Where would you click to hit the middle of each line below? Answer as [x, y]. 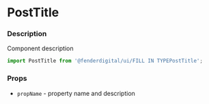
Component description [40, 48]
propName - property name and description [76, 93]
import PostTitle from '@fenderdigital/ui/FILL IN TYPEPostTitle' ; [105, 61]
